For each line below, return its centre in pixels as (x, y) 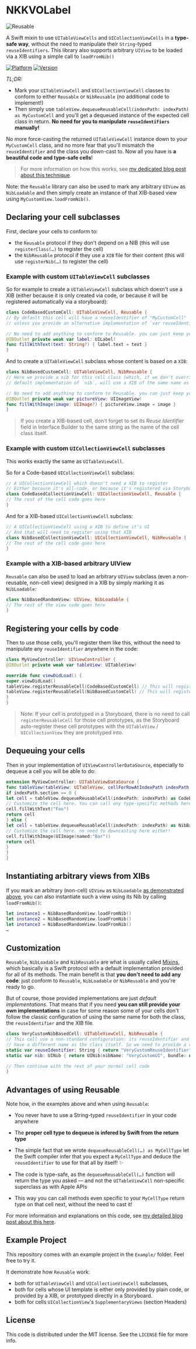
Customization (34, 948)
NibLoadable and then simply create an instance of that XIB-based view (92, 192)
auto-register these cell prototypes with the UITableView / (89, 726)
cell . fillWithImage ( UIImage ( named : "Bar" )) (58, 836)
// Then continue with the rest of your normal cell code (78, 1066)
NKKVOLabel (38, 10)
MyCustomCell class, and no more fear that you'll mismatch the (80, 145)
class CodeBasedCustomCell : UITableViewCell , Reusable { (77, 313)
